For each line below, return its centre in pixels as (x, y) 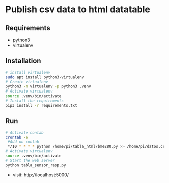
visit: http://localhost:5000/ (41, 175)
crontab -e (17, 137)
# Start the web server (30, 160)
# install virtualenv (28, 72)
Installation (23, 61)
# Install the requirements (35, 101)
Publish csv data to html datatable (78, 9)
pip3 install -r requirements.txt (41, 105)
